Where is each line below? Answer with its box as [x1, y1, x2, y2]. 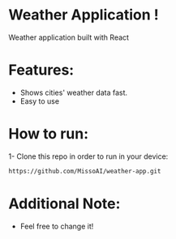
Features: [8, 61, 75, 79]
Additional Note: [8, 194, 121, 212]
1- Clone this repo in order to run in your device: [8, 152, 169, 161]
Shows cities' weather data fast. [19, 87, 128, 97]
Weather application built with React [8, 32, 130, 42]
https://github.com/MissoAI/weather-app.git [8, 167, 161, 175]
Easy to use [19, 96, 59, 106]
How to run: [8, 125, 89, 143]
